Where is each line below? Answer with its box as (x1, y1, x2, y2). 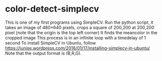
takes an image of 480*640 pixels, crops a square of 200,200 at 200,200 (5, 24, 155, 30)
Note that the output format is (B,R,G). (5, 50, 82, 56)
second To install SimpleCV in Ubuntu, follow (5, 40, 96, 46)
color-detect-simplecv (5, 3, 99, 15)
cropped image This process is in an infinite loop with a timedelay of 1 (5, 35, 146, 41)
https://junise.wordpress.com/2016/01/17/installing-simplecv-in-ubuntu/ (5, 45, 150, 51)
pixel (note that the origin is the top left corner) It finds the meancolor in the (5, 30, 158, 35)
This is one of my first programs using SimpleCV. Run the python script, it (5, 19, 154, 25)
